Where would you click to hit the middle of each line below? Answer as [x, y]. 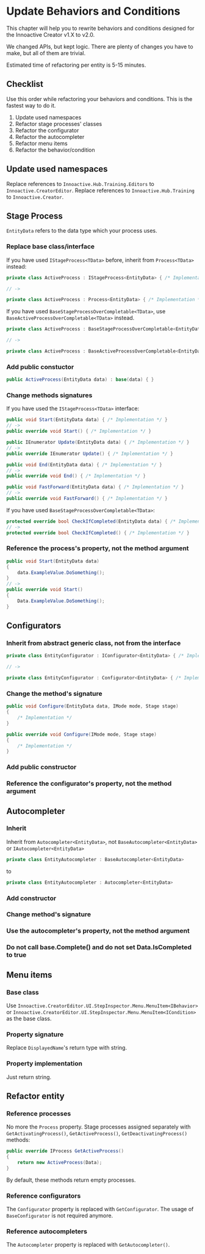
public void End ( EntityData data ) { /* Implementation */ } [85, 465]
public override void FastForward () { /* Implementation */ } [87, 499]
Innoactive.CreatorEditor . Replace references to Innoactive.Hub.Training [101, 190]
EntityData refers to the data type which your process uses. [82, 231]
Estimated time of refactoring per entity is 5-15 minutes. [76, 65]
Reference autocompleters [47, 1231]
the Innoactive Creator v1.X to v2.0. [51, 34]
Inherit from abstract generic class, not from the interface [94, 643]
